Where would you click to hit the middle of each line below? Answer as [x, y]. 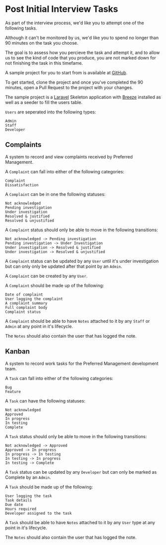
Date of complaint [24, 295]
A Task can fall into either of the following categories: [59, 378]
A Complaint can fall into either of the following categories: [65, 171]
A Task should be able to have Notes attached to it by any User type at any [80, 522]
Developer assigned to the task [38, 513]
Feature [13, 392]
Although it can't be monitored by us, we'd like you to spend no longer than [82, 38]
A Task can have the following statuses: [45, 401]
